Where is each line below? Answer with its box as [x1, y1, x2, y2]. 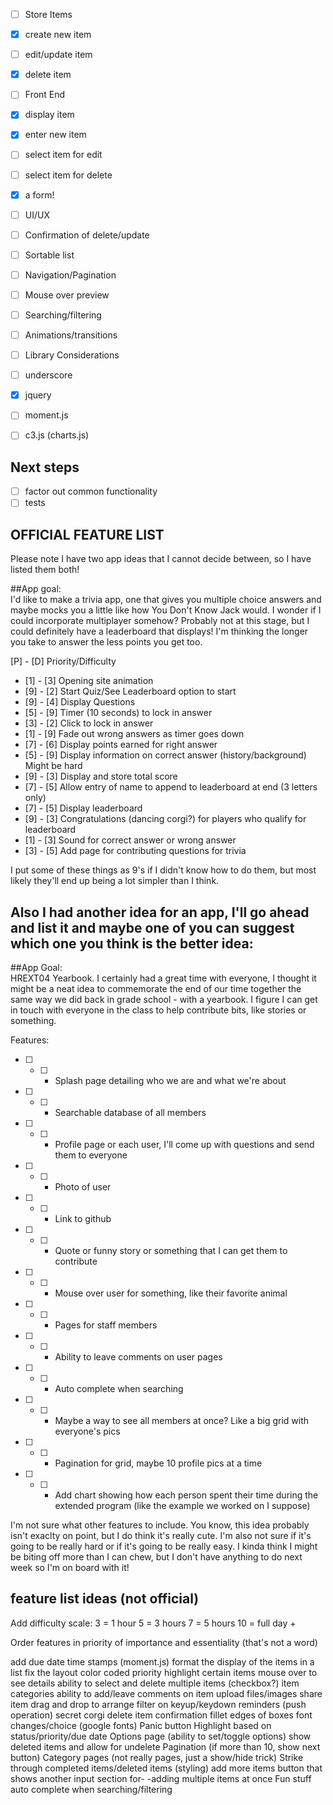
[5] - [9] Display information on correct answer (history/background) [24, 749, 307, 761]
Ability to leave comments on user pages [54, 1350, 223, 1363]
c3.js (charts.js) [24, 429, 90, 441]
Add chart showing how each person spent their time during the [54, 1489, 319, 1501]
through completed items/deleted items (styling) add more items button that [10, 1762, 323, 1774]
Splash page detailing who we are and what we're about [54, 1074, 287, 1086]
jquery [24, 389, 52, 401]
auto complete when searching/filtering [10, 1783, 173, 1795]
